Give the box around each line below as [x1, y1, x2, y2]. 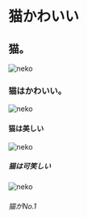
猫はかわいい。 [8, 85, 67, 97]
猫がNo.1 [8, 202, 37, 212]
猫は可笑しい [8, 162, 51, 171]
